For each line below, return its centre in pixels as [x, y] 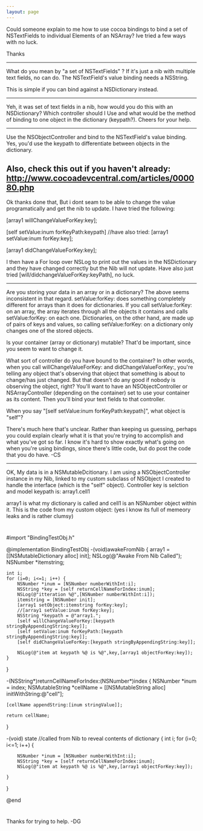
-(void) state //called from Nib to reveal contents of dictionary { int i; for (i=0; [101, 738]
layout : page [23, 12]
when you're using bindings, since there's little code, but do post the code [99, 448]
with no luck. [22, 42]
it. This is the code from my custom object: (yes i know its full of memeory [98, 510]
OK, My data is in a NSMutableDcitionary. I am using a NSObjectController [98, 472]
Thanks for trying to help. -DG [44, 821]
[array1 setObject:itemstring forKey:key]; [73, 605]
